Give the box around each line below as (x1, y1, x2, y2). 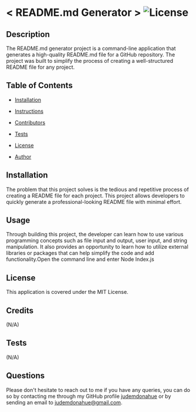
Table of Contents (6, 81, 73, 91)
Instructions (14, 108, 44, 115)
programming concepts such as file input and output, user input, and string (6, 237, 188, 244)
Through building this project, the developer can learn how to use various (6, 231, 184, 238)
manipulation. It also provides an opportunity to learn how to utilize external (6, 243, 189, 250)
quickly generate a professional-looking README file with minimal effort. (6, 198, 182, 205)
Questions (6, 371, 45, 381)
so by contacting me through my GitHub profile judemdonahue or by (6, 393, 171, 400)
